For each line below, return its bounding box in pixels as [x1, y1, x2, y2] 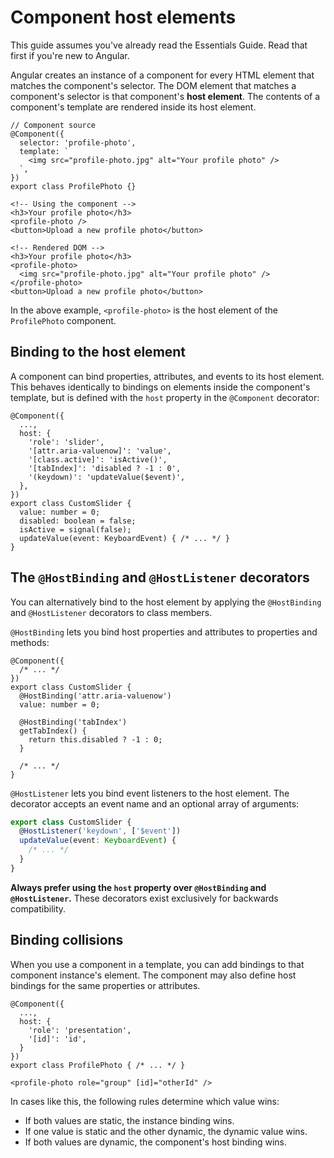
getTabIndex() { [19, 726, 87, 736]
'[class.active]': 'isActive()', [28, 454, 168, 465]
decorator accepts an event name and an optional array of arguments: [10, 797, 300, 810]
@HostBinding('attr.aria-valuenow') [19, 691, 172, 701]
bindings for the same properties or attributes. [10, 979, 201, 991]
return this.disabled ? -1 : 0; [28, 734, 163, 745]
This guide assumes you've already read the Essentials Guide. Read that [10, 39, 308, 51]
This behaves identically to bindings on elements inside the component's [10, 381, 311, 393]
